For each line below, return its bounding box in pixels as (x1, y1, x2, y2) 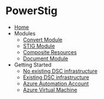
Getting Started (14, 61, 51, 68)
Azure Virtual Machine (22, 86, 77, 93)
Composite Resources (22, 48, 77, 55)
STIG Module (22, 42, 56, 49)
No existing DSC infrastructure (22, 67, 98, 74)
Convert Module (22, 36, 63, 43)
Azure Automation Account (22, 80, 89, 87)
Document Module (22, 55, 69, 62)
